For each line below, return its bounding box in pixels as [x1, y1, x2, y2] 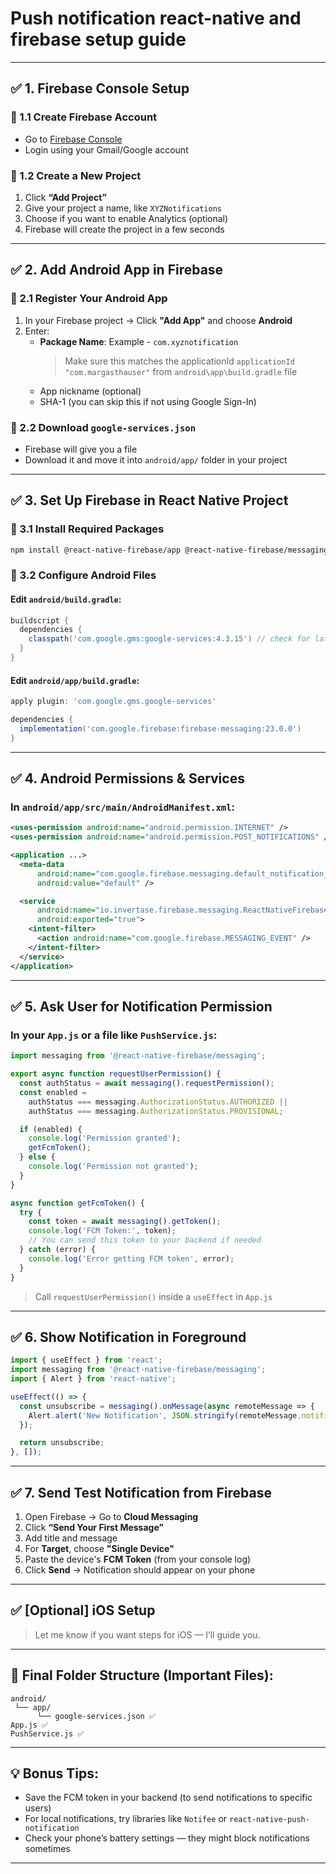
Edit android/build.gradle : [10, 593, 122, 605]
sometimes [24, 1843, 71, 1855]
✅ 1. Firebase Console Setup [10, 80, 190, 97]
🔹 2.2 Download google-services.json [10, 420, 197, 434]
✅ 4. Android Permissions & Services [10, 770, 245, 787]
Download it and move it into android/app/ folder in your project [24, 453, 288, 466]
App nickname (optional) [39, 385, 142, 397]
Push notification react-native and [10, 7, 302, 30]
